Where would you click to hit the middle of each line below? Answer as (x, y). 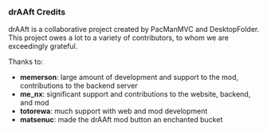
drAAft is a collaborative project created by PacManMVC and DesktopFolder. (134, 30)
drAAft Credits (37, 12)
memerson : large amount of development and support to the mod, (129, 77)
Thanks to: (26, 62)
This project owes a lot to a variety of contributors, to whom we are (119, 38)
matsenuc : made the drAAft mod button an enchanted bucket (121, 120)
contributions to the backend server (79, 85)
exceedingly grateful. (43, 46)
